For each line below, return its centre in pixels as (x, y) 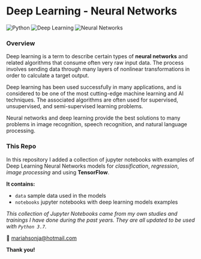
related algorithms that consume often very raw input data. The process (95, 63)
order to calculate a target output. (48, 76)
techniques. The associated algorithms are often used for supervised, (92, 100)
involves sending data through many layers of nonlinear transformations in (98, 69)
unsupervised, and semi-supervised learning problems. (75, 106)
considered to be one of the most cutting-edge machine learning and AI (95, 94)
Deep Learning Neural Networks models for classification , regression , (93, 166)
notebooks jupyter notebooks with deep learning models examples (96, 202)
